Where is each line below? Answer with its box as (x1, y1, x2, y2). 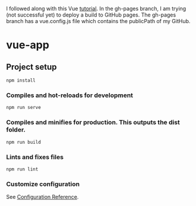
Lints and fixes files (6, 153, 64, 161)
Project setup (6, 62, 58, 72)
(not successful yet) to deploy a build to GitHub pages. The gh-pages (6, 11, 176, 18)
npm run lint (6, 166, 39, 172)
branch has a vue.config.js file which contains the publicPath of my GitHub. (6, 18, 191, 24)
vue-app (6, 38, 49, 52)
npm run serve (6, 105, 42, 111)
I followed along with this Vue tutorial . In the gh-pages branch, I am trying (6, 5, 186, 12)
